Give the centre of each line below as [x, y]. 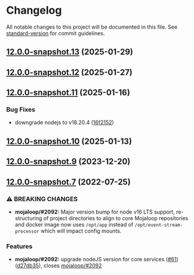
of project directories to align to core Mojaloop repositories [116, 218]
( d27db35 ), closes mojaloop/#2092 [58, 265]
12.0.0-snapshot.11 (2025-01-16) [68, 93]
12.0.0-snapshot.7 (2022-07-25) [69, 182]
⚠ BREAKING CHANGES [42, 199]
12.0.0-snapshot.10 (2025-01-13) [69, 141]
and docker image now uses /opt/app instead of [74, 224]
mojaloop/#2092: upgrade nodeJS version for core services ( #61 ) [97, 259]
